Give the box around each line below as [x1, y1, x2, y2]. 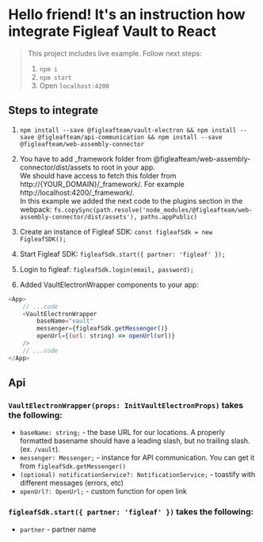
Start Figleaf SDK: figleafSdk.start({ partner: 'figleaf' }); [19, 249, 226, 258]
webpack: [19, 204, 53, 214]
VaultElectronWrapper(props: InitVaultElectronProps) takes [8, 399, 244, 410]
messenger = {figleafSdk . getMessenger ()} [36, 325, 169, 333]
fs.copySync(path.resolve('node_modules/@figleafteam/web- [53, 206, 253, 214]
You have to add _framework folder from [19, 154, 152, 163]
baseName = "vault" [36, 317, 93, 326]
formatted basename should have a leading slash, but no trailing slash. [19, 436, 251, 445]
